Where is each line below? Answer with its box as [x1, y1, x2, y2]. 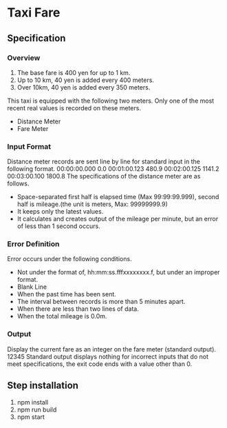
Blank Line [17, 283, 47, 291]
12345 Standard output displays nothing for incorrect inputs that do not [7, 352, 208, 360]
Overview [7, 53, 41, 63]
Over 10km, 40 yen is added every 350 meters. [17, 83, 151, 91]
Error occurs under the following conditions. [7, 255, 132, 263]
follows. [7, 179, 30, 187]
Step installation [7, 380, 79, 391]
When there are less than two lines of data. [17, 305, 139, 313]
